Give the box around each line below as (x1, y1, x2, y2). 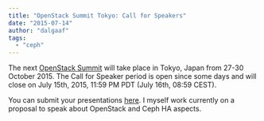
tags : (8, 33, 26, 42)
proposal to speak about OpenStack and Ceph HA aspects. (8, 104, 202, 114)
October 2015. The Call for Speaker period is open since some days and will (8, 72, 257, 81)
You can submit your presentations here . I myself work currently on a (8, 96, 235, 105)
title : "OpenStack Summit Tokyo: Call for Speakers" (8, 11, 187, 20)
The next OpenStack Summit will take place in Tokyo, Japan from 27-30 (8, 63, 244, 72)
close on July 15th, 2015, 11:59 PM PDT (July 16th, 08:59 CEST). (8, 80, 217, 90)
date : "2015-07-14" (8, 19, 73, 27)
